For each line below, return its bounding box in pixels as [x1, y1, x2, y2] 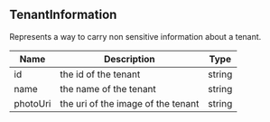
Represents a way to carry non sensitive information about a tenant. [9, 31, 262, 42]
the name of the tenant [60, 82, 156, 95]
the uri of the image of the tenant [60, 97, 200, 109]
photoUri [14, 97, 51, 109]
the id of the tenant [60, 68, 141, 80]
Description [103, 52, 155, 65]
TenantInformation [9, 7, 117, 23]
